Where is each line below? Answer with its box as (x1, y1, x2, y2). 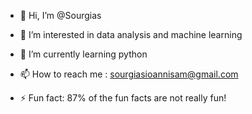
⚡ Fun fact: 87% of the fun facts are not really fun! (19, 92, 227, 104)
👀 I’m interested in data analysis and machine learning (19, 29, 243, 40)
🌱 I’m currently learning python (19, 48, 148, 60)
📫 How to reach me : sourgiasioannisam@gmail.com (19, 68, 239, 80)
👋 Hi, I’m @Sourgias (19, 10, 102, 21)
